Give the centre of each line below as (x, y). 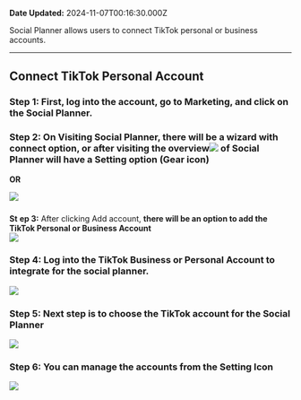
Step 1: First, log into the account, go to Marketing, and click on (149, 102)
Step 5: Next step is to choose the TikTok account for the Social (150, 313)
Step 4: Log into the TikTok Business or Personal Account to (142, 260)
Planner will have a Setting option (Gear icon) (109, 160)
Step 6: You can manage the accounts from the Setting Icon (141, 367)
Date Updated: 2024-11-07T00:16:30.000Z (88, 13)
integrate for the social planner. (79, 271)
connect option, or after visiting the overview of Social (134, 149)
